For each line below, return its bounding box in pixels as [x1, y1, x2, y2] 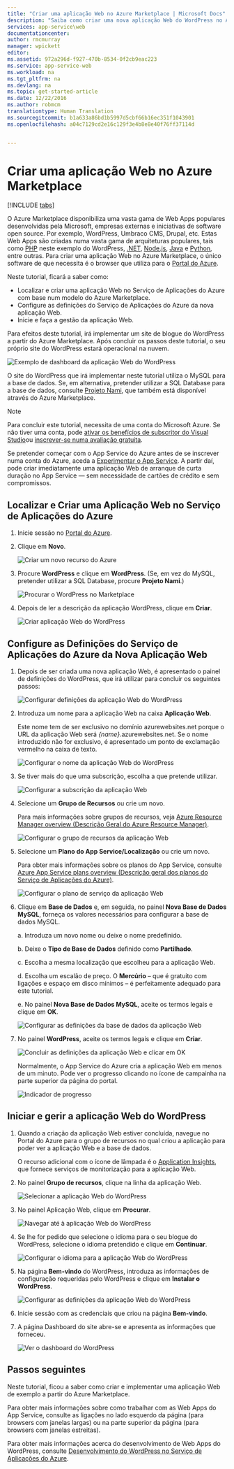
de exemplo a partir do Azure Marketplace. [7, 1389, 130, 1398]
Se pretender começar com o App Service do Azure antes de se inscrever [7, 449, 219, 458]
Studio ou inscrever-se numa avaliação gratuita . [7, 436, 143, 444]
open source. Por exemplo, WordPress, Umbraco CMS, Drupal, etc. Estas [7, 229, 217, 238]
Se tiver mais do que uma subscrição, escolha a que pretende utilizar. [17, 772, 218, 780]
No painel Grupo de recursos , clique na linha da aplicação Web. [17, 1178, 202, 1187]
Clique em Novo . [17, 543, 66, 551]
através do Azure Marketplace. [7, 394, 96, 402]
